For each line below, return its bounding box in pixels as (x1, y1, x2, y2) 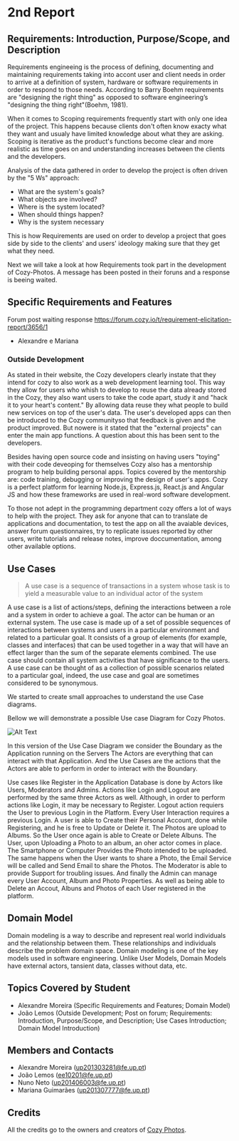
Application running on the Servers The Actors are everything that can (7, 749, 213, 758)
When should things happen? (17, 210, 104, 218)
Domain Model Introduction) (17, 1023, 100, 1032)
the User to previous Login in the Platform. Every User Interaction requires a (7, 808, 230, 817)
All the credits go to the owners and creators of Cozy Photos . (7, 1125, 187, 1134)
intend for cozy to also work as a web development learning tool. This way (7, 378, 225, 387)
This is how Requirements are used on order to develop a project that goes (7, 232, 226, 239)
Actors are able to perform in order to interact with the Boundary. (7, 764, 198, 773)
